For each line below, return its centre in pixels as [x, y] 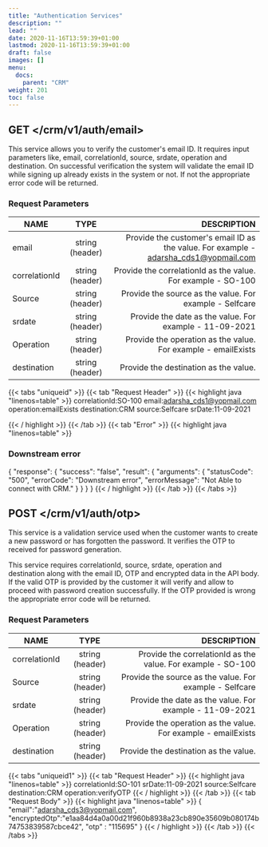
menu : [17, 68]
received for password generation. [65, 550]
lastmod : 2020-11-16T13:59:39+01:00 [69, 46]
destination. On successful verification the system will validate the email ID [131, 166]
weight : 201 [28, 90]
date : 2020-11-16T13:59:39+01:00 [64, 38]
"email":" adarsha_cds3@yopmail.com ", [73, 809]
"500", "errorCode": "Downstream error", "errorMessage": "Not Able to [125, 479]
